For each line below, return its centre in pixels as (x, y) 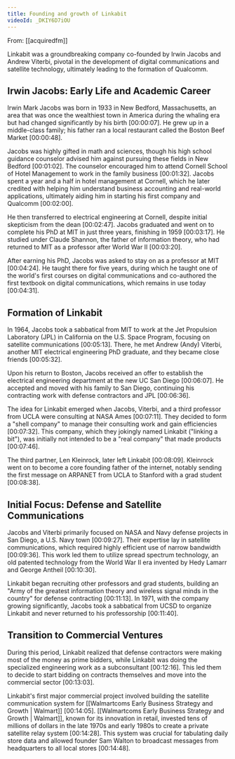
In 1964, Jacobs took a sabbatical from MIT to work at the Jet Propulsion (112, 330)
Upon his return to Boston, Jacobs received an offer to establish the (105, 373)
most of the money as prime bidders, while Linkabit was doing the (102, 660)
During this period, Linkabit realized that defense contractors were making (115, 652)
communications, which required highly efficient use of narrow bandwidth (114, 547)
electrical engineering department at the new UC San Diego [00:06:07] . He (116, 381)
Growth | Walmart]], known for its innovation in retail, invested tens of (108, 718)
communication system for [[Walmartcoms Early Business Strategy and (110, 703)
